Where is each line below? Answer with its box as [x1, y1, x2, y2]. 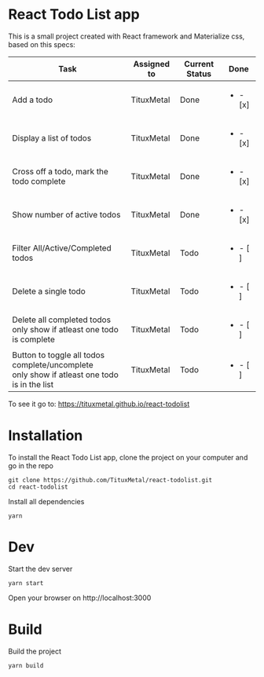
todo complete [12, 175, 66, 186]
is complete [12, 334, 55, 345]
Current [184, 58, 214, 69]
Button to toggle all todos [12, 349, 104, 360]
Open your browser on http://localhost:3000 [8, 593, 152, 602]
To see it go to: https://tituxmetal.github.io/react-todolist [8, 399, 190, 408]
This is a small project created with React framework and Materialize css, [8, 31, 245, 41]
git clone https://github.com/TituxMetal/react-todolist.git [8, 476, 213, 484]
